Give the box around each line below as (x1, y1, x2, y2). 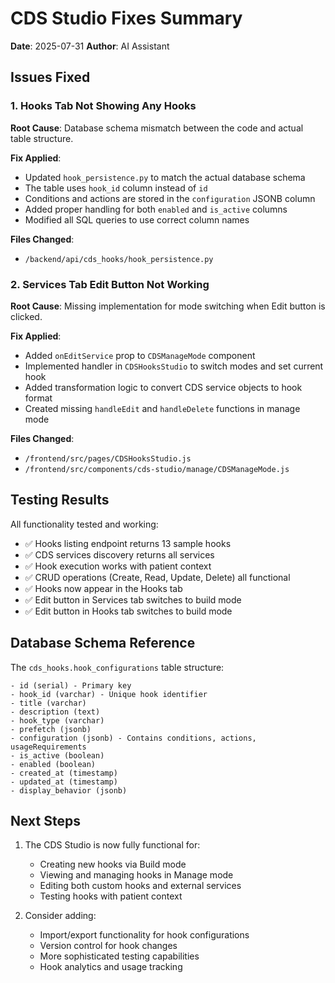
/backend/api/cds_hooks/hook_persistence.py (24, 254, 214, 264)
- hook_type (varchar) (10, 715, 105, 726)
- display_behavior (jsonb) (10, 785, 128, 796)
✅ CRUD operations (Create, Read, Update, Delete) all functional (24, 571, 291, 583)
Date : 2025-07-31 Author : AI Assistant (10, 40, 170, 52)
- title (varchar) (10, 698, 87, 708)
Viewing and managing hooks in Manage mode (39, 869, 234, 881)
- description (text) (10, 707, 101, 717)
